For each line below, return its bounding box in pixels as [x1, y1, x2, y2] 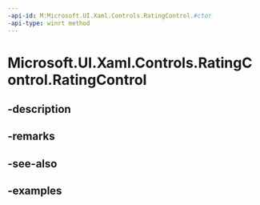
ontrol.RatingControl [7, 70, 147, 89]
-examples [7, 184, 62, 198]
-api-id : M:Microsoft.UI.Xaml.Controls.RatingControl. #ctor [7, 11, 213, 20]
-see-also [7, 157, 58, 171]
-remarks [7, 130, 55, 143]
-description [7, 102, 71, 116]
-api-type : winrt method [7, 19, 90, 27]
